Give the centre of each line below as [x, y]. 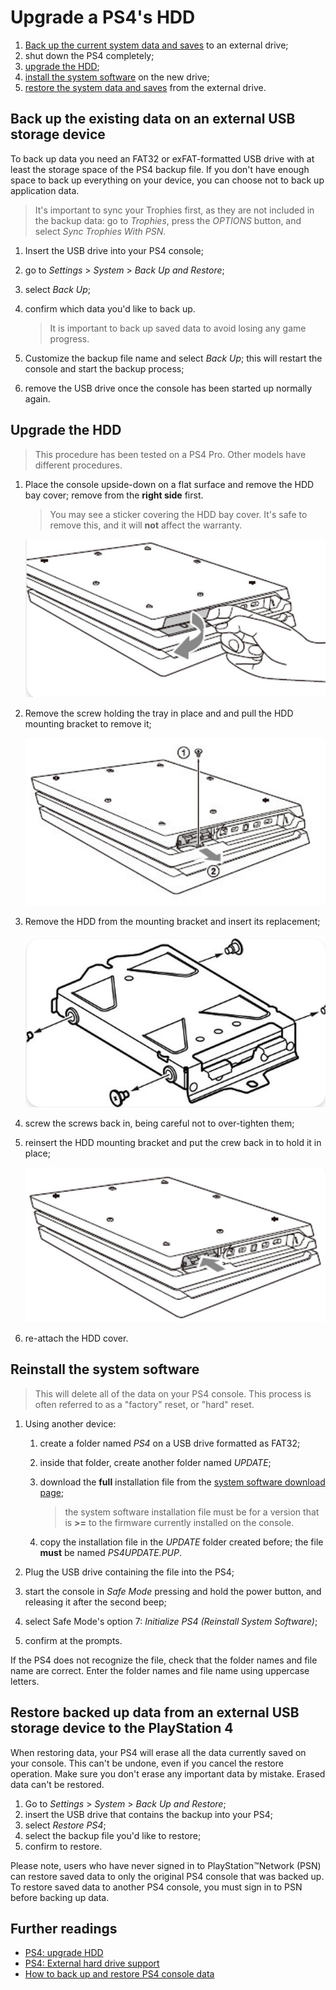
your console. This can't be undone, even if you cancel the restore [147, 1763]
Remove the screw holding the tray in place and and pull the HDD [159, 713]
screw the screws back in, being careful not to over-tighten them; [159, 1123]
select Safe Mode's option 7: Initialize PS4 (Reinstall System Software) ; [171, 1621]
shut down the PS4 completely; [89, 55]
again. [37, 398]
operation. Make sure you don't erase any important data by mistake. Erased [168, 1773]
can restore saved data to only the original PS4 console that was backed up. [167, 1876]
